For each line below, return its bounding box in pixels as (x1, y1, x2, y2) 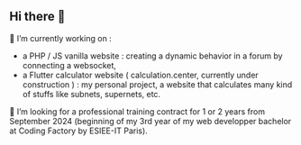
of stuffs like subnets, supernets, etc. (22, 88, 160, 99)
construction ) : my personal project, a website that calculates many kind (22, 78, 293, 90)
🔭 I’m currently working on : (9, 32, 113, 43)
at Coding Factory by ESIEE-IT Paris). (9, 125, 149, 136)
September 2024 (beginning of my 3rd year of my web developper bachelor (9, 115, 292, 126)
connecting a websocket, (22, 59, 117, 70)
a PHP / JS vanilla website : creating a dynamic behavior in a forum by (22, 50, 283, 61)
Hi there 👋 (9, 9, 66, 24)
